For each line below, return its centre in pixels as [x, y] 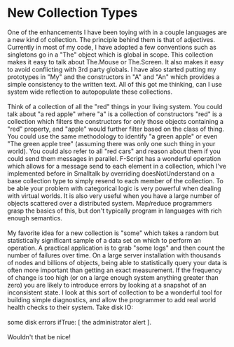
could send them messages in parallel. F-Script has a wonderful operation [114, 158]
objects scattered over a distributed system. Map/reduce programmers [110, 203]
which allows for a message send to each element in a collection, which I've [117, 166]
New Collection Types [73, 13]
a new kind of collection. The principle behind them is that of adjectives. [111, 39]
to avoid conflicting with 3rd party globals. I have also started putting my [112, 69]
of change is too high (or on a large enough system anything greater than [113, 277]
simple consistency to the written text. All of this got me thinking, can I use [115, 84]
